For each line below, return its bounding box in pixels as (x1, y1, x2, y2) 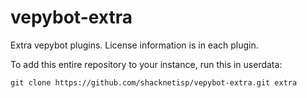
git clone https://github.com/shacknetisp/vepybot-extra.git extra (10, 77, 298, 88)
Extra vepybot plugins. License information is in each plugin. (10, 39, 259, 51)
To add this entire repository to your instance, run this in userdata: (10, 58, 283, 70)
